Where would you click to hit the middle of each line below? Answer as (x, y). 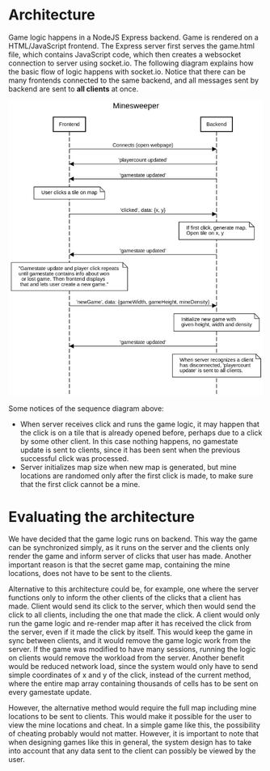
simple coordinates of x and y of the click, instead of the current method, (130, 675)
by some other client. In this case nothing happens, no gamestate (129, 441)
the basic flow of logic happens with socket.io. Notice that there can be (127, 71)
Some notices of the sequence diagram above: (86, 408)
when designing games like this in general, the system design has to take (130, 743)
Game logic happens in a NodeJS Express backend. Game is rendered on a (133, 37)
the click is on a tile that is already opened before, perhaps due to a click (141, 432)
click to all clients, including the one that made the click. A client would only (134, 615)
